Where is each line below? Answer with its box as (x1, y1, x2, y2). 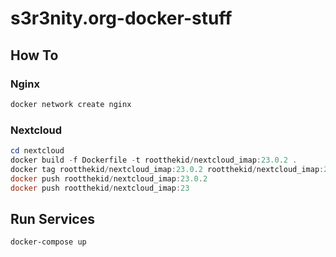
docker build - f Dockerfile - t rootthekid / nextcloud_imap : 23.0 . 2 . (10, 155, 298, 165)
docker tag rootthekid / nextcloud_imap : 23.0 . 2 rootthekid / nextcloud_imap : (10, 164, 325, 174)
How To (10, 47, 59, 64)
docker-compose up (10, 237, 87, 247)
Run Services (10, 210, 95, 227)
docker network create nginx (10, 99, 132, 109)
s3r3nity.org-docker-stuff (10, 7, 233, 30)
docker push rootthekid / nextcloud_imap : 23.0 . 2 (10, 173, 208, 184)
